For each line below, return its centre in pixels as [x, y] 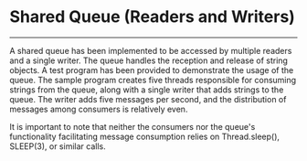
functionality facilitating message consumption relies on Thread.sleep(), [145, 136]
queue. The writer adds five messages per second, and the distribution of [148, 99]
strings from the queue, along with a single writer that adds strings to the [147, 90]
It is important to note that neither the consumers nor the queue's [132, 126]
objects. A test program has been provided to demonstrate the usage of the [152, 70]
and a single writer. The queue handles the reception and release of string [148, 60]
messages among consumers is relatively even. [99, 109]
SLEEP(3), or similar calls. [58, 146]
